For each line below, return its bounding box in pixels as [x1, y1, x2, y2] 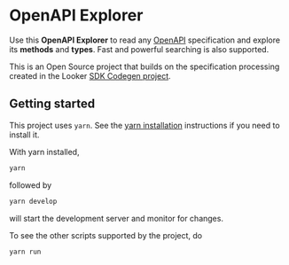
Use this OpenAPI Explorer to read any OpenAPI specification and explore [9, 35, 281, 45]
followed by [9, 179, 52, 191]
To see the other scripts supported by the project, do [9, 230, 202, 240]
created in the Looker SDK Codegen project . [9, 70, 171, 81]
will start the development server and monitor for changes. [9, 213, 224, 223]
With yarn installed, [9, 146, 80, 157]
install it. [9, 129, 40, 140]
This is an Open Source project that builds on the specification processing [9, 61, 280, 72]
